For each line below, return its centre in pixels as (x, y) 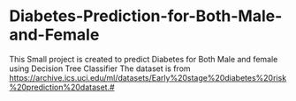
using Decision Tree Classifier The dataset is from (100, 69)
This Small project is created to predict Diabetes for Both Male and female (144, 59)
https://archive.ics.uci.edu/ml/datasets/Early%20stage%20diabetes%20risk (148, 77)
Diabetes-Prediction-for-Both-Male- (146, 16)
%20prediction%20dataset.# (62, 87)
